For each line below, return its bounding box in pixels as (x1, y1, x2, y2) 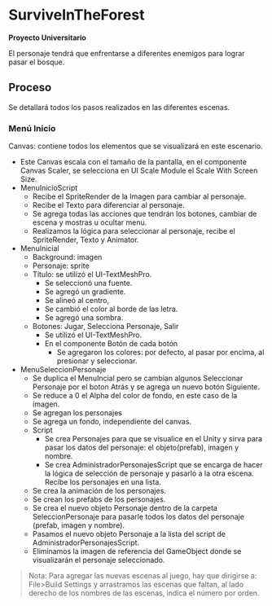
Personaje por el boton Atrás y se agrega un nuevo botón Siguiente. (32, 382, 261, 392)
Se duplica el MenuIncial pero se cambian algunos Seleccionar (32, 373, 243, 384)
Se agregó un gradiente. (44, 287, 126, 296)
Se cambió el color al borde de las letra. (44, 304, 178, 314)
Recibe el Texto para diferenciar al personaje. (32, 200, 185, 210)
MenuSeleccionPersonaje (20, 365, 107, 375)
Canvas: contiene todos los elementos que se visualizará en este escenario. (8, 141, 263, 151)
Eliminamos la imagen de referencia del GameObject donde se (32, 547, 242, 556)
